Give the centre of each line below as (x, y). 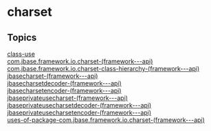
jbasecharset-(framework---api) (53, 76)
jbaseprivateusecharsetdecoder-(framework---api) (79, 105)
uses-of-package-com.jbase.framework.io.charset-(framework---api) (106, 120)
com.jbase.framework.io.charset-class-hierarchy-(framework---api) (103, 69)
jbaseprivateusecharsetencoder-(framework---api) (79, 112)
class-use (21, 54)
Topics (22, 38)
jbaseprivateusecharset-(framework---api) (68, 98)
